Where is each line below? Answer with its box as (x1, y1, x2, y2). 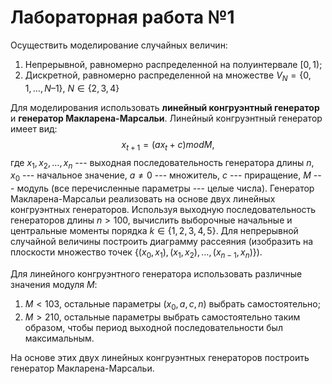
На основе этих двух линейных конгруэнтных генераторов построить (10, 351, 310, 363)
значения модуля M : (10, 278, 98, 290)
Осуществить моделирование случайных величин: (10, 39, 228, 51)
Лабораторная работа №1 (10, 6, 235, 29)
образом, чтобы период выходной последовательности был (24, 321, 283, 333)
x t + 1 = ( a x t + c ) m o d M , (121, 138, 215, 153)
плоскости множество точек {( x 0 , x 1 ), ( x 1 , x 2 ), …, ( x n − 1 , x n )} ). (10, 246, 263, 260)
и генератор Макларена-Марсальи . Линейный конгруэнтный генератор (10, 112, 323, 124)
